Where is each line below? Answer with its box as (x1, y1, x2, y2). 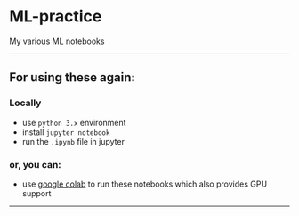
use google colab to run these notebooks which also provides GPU (21, 179, 268, 189)
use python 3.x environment (21, 117, 126, 128)
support (21, 187, 52, 198)
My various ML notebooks (9, 36, 105, 46)
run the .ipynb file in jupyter (21, 136, 125, 146)
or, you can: (9, 158, 62, 170)
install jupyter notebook (21, 127, 110, 137)
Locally (9, 96, 42, 109)
